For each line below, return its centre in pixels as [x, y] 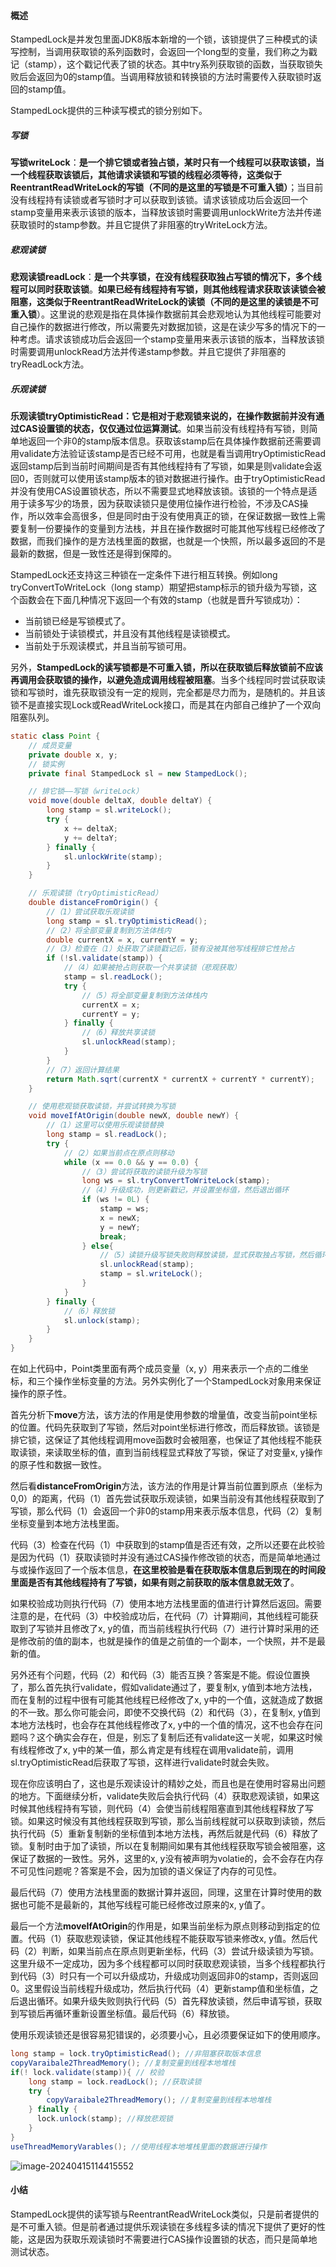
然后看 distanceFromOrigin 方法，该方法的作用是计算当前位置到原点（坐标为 [166, 1486]
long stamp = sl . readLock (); [107, 1135]
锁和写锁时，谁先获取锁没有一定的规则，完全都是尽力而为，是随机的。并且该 [168, 692]
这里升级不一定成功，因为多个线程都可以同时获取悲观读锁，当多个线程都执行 [168, 1964]
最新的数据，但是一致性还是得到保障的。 [93, 554]
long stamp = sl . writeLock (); [109, 810]
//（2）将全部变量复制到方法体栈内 [109, 930]
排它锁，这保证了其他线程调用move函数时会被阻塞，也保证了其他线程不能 [162, 1440]
